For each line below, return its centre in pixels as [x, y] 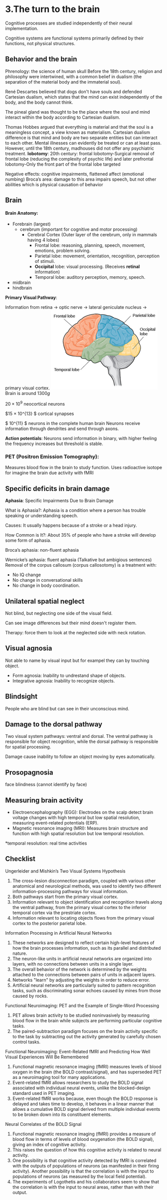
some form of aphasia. [28, 540]
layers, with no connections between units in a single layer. [73, 964]
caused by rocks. [30, 996]
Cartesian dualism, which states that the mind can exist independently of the [84, 97]
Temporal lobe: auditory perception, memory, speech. [90, 277]
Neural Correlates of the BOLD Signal [43, 1124]
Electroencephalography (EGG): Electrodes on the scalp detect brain [83, 812]
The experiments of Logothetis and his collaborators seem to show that [86, 1181]
